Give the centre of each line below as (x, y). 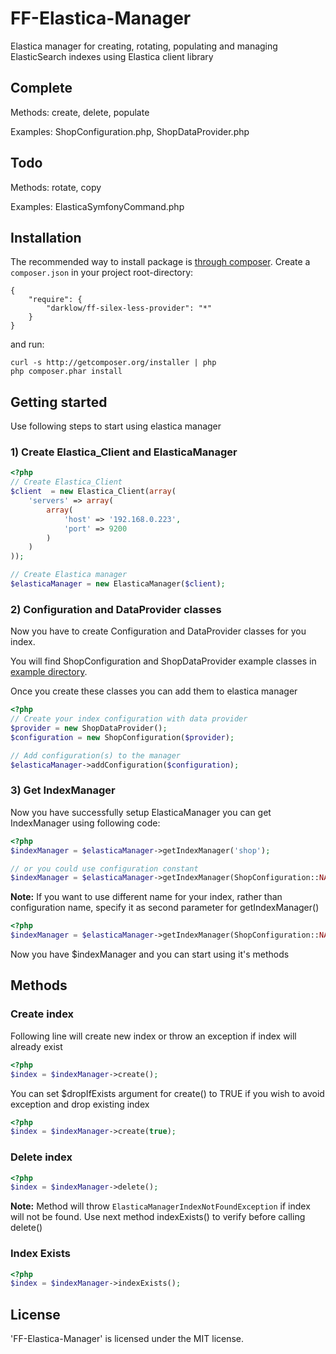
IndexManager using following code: (85, 823)
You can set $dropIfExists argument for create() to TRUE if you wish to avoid (167, 1093)
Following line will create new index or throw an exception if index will (153, 1036)
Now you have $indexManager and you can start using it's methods (150, 954)
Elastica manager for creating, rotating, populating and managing (144, 46)
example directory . (49, 672)
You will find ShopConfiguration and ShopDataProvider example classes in (163, 661)
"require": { (55, 300)
